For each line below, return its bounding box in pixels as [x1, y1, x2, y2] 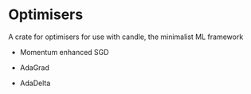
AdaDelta [19, 78, 51, 88]
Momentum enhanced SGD [19, 47, 109, 57]
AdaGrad [19, 62, 50, 72]
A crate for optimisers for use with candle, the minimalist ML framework [8, 32, 244, 41]
